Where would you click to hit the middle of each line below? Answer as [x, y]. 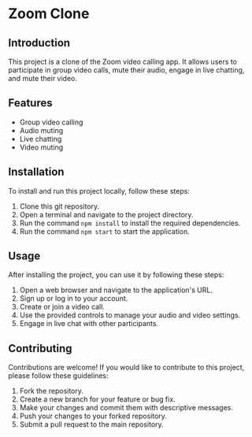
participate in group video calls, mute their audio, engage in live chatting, [126, 70]
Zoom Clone [49, 14]
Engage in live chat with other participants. [89, 324]
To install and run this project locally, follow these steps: [99, 191]
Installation [36, 172]
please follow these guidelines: [58, 376]
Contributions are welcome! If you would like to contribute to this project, [126, 368]
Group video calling [51, 122]
